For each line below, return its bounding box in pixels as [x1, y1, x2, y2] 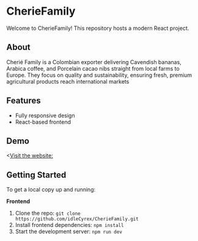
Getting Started [6, 170, 67, 180]
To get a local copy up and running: [6, 186, 96, 193]
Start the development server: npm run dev [15, 228, 122, 236]
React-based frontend [15, 118, 71, 126]
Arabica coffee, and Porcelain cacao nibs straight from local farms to [6, 65, 180, 72]
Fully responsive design [15, 112, 75, 119]
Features [6, 96, 41, 106]
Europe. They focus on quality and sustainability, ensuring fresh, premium [6, 71, 193, 79]
